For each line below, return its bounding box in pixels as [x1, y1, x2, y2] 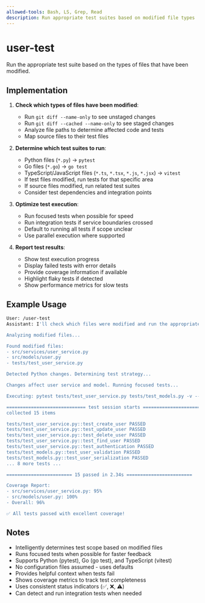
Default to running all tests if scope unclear [24, 225, 133, 233]
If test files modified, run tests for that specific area [24, 176, 154, 183]
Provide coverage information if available [24, 269, 128, 276]
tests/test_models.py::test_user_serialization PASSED [6, 455, 149, 461]
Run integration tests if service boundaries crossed [24, 219, 153, 226]
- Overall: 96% [6, 500, 45, 506]
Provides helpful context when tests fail [15, 569, 115, 577]
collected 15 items [6, 410, 56, 416]
